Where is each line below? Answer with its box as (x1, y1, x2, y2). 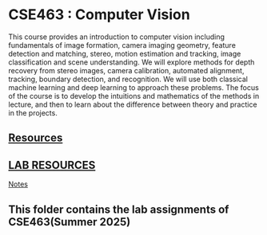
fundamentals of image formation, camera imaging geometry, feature (8, 40, 236, 49)
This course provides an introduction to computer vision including (8, 32, 225, 41)
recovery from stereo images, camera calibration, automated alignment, (8, 65, 245, 75)
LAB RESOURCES (8, 158, 96, 172)
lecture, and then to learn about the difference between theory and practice (8, 100, 257, 109)
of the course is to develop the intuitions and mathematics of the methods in (8, 91, 260, 100)
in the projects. (8, 108, 58, 117)
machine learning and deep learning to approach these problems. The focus (8, 82, 260, 92)
